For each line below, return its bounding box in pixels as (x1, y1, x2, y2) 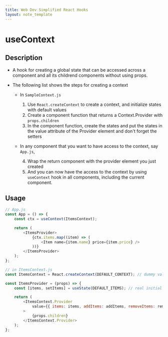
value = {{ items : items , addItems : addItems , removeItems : (31, 304, 155, 309)
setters (27, 133, 42, 139)
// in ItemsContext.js (5, 267, 52, 272)
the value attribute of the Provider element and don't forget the (27, 128, 157, 134)
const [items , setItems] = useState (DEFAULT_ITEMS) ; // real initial (14, 285, 162, 291)
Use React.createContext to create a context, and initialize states (27, 101, 161, 107)
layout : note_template (5, 12, 52, 17)
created (27, 163, 43, 170)
